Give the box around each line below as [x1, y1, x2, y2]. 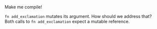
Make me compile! [4, 4, 43, 10]
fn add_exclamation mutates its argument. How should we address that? [4, 14, 152, 19]
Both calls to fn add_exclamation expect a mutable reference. [4, 19, 130, 24]
